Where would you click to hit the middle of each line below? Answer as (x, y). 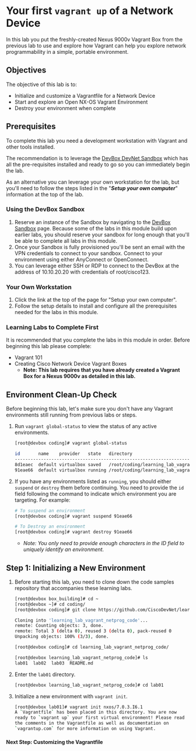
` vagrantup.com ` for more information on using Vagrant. (85, 729)
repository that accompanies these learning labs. (73, 588)
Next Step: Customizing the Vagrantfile (55, 742)
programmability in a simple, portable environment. (67, 51)
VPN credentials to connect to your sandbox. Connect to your (88, 253)
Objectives (26, 70)
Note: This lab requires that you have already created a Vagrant (101, 370)
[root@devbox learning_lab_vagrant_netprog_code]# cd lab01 (89, 685)
